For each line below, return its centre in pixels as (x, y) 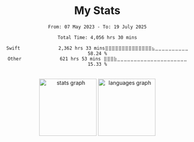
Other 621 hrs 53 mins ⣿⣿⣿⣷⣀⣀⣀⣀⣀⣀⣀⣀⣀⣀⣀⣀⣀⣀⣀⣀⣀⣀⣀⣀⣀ (97, 59)
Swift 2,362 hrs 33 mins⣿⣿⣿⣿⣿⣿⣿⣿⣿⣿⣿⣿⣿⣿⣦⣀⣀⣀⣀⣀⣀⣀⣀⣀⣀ (97, 48)
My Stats (97, 11)
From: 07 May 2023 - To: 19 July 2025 (97, 27)
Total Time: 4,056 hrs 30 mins (97, 37)
